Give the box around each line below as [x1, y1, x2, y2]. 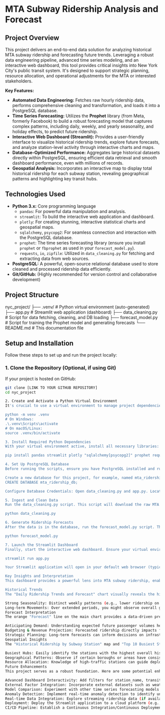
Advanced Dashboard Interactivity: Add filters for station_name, [5, 678, 144, 683]
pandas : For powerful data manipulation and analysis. [19, 208, 126, 214]
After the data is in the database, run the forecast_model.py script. [5, 525, 155, 530]
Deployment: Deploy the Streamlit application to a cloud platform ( [5, 701, 151, 706]
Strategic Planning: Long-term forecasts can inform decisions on [5, 633, 144, 638]
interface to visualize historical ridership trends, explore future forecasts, [12, 139, 160, 145]
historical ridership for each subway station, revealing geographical [12, 171, 149, 176]
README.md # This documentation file [5, 324, 84, 331]
